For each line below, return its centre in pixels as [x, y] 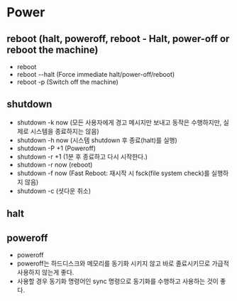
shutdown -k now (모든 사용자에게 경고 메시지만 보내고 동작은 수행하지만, [119, 122]
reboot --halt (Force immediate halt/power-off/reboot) [96, 74]
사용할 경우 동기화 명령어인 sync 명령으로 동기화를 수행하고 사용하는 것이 [118, 281]
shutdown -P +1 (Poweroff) [56, 148]
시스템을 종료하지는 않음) [65, 131]
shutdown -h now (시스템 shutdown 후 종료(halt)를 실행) [97, 140]
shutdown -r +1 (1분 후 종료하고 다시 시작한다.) [82, 157]
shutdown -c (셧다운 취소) [54, 191]
